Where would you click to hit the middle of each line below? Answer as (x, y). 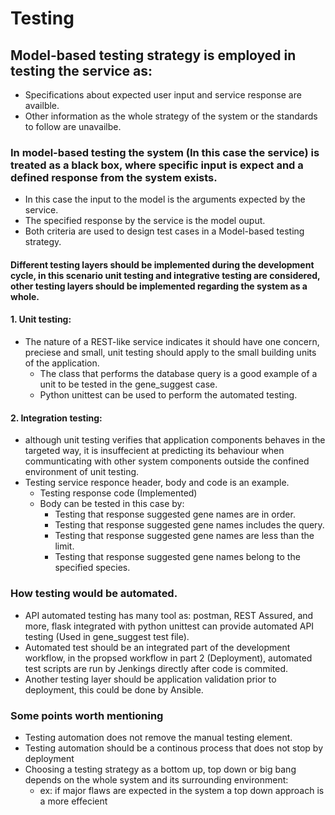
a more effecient (73, 801)
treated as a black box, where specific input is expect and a (157, 165)
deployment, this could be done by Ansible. (114, 689)
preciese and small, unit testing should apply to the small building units (170, 353)
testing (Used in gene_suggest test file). (107, 636)
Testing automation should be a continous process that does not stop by (174, 748)
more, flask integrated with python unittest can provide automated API (169, 626)
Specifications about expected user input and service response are (163, 95)
